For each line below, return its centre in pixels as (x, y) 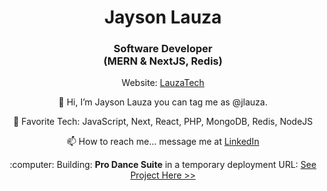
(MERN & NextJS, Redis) (163, 61)
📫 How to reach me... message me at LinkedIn (163, 142)
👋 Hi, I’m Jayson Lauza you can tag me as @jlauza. (163, 102)
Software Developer (163, 49)
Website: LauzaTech (163, 83)
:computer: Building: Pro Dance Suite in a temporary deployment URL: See (163, 165)
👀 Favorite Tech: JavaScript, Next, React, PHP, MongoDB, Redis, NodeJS (163, 122)
